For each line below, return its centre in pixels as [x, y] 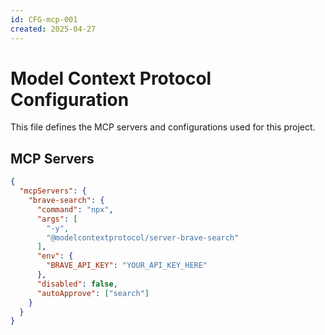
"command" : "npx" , [75, 209]
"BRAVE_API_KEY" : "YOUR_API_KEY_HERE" [127, 266]
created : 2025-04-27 [53, 29]
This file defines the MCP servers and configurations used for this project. [163, 127]
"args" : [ [57, 219]
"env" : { [55, 256]
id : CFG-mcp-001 [44, 19]
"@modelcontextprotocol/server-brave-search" [143, 237]
